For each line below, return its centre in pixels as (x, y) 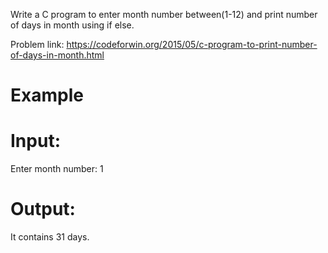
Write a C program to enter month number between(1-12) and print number (164, 14)
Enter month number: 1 (57, 169)
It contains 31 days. (50, 237)
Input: (35, 141)
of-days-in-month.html (57, 55)
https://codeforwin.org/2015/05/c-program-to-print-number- (192, 44)
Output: (43, 209)
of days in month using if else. (72, 25)
